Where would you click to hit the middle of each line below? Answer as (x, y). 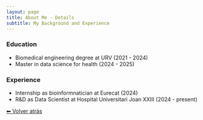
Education (22, 44)
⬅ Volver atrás (24, 111)
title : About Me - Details (40, 18)
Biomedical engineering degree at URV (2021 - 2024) (82, 58)
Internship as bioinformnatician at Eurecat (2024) (76, 93)
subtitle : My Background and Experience (58, 23)
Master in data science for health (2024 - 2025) (75, 64)
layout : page (23, 12)
